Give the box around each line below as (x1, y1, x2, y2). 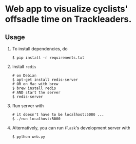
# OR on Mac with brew (12, 81, 58, 86)
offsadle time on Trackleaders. (5, 14, 132, 25)
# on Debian (12, 73, 37, 78)
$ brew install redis (12, 86, 56, 91)
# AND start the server (12, 90, 61, 95)
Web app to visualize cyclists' (5, 3, 128, 15)
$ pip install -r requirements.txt (12, 55, 85, 60)
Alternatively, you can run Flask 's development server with (12, 125, 131, 130)
